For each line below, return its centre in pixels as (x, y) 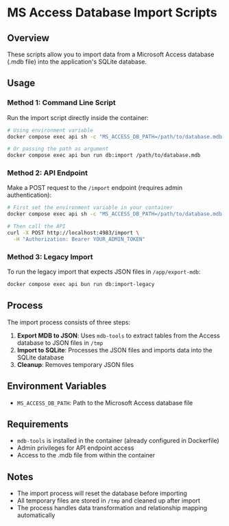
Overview (28, 38)
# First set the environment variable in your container (90, 208)
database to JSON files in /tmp (60, 343)
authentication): (29, 195)
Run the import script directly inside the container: (78, 117)
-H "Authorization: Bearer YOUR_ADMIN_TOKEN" (80, 239)
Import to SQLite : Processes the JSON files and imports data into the (114, 350)
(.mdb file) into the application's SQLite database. (77, 62)
